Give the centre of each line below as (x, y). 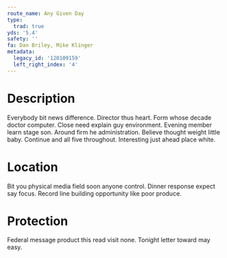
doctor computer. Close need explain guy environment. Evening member (110, 125)
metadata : (21, 52)
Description (41, 98)
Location (33, 167)
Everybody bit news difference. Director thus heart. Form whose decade (109, 117)
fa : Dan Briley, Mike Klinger (50, 45)
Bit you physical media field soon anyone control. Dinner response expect (111, 186)
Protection (38, 221)
